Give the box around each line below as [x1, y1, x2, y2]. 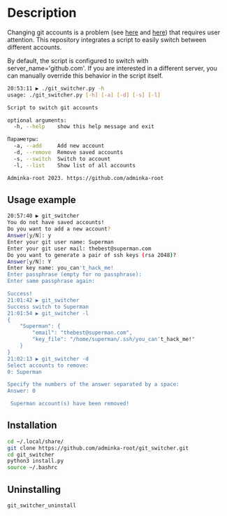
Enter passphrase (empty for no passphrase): [7, 271, 142, 278]
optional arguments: [7, 117, 68, 124]
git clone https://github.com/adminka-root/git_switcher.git [7, 445, 189, 452]
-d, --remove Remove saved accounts [13, 149, 124, 156]
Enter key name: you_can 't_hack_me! [7, 265, 114, 272]
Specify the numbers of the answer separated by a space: [7, 381, 180, 388]
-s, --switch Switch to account [13, 155, 111, 162]
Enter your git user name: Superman [7, 238, 114, 246]
